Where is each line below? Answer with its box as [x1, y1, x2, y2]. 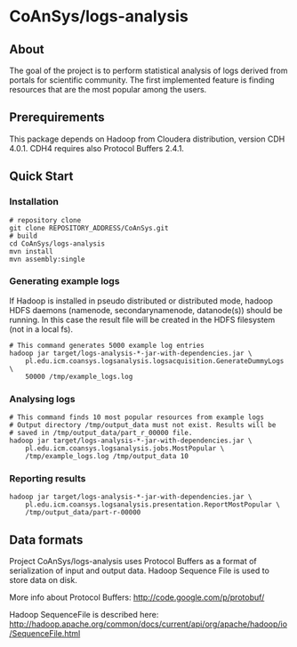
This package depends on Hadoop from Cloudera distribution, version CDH [9, 133, 285, 144]
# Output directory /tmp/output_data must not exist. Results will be [9, 421, 277, 430]
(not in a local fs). [9, 323, 74, 335]
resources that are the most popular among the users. [9, 85, 207, 94]
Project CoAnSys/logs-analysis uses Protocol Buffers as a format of [9, 556, 257, 567]
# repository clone [9, 215, 82, 224]
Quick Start [9, 169, 74, 184]
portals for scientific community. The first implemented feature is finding [9, 75, 275, 85]
